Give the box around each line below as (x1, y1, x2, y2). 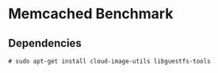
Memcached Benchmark (8, 5, 174, 23)
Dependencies (8, 36, 82, 50)
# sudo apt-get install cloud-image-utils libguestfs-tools (8, 57, 212, 65)
